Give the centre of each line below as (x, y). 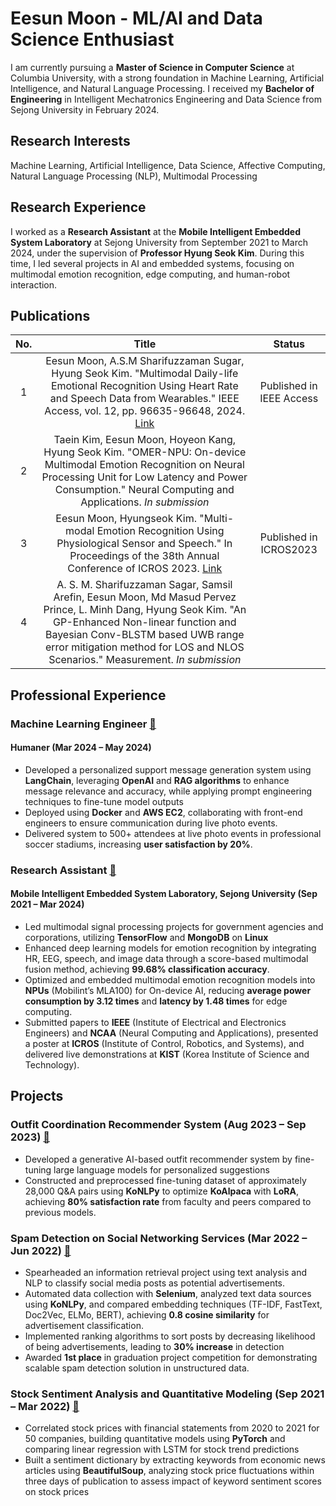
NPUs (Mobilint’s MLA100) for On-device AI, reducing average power (168, 991)
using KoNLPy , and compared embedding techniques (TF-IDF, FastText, (173, 1304)
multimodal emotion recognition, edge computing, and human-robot (150, 274)
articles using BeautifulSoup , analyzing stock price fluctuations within (169, 1471)
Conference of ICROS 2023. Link (145, 569)
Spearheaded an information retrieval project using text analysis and (166, 1272)
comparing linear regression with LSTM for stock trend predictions (162, 1449)
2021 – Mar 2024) (47, 904)
